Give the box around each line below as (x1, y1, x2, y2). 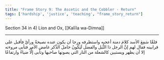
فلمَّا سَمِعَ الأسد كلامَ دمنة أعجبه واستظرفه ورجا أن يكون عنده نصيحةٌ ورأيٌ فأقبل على (5, 39, 158, 45)
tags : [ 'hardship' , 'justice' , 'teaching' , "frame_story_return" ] (5, 12, 143, 16)
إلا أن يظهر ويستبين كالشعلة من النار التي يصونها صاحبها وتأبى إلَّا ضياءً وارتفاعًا (5, 49, 145, 55)
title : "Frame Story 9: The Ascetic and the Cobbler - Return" (5, 7, 137, 12)
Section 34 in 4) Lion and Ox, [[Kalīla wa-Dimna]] (5, 25, 104, 30)
